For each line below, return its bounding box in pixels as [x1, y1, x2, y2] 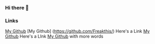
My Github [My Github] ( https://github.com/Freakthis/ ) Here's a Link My [5, 29, 150, 34]
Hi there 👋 [5, 4, 29, 11]
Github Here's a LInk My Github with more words [5, 33, 103, 39]
